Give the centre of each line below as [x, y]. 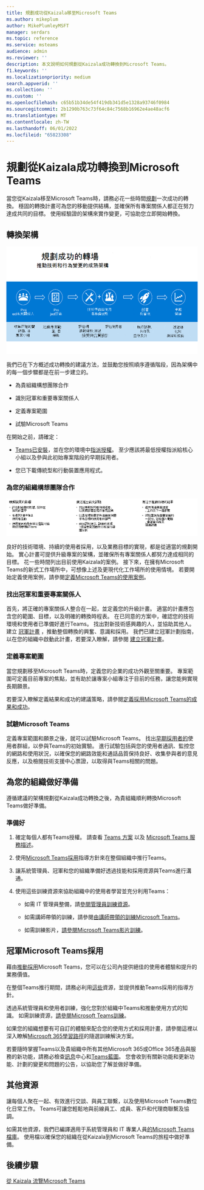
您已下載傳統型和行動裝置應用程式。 [60, 470]
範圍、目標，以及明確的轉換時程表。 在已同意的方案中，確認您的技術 [108, 616]
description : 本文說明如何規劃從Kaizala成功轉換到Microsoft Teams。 [88, 64]
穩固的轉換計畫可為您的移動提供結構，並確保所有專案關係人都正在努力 [106, 206]
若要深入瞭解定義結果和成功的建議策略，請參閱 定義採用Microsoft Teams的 [99, 699]
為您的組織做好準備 [42, 782]
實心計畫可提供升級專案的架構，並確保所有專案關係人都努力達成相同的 [106, 554]
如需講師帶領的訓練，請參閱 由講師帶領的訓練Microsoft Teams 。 [104, 917]
